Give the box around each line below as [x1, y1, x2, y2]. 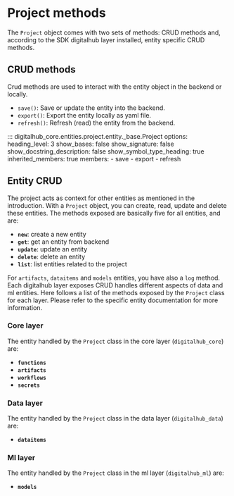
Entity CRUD [7, 175, 63, 187]
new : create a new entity [17, 230, 86, 238]
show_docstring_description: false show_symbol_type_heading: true [7, 147, 205, 156]
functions [17, 359, 47, 366]
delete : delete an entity [17, 252, 86, 261]
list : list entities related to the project [17, 259, 128, 268]
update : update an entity [17, 244, 88, 253]
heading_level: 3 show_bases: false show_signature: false [7, 139, 174, 148]
